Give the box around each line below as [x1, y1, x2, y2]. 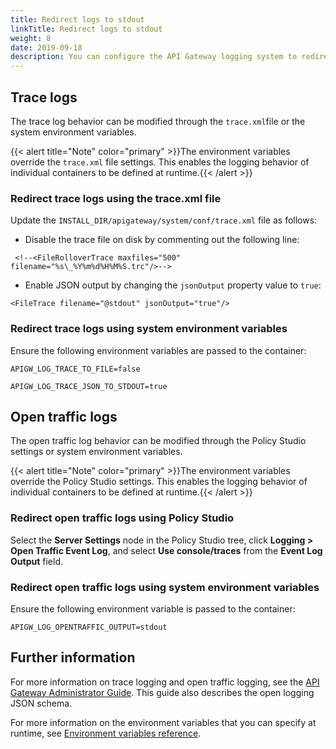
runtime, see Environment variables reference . [10, 727, 202, 739]
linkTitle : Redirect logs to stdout [10, 24, 163, 34]
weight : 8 [10, 33, 52, 43]
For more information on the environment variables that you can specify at [10, 716, 317, 728]
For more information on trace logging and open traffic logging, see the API [10, 676, 320, 688]
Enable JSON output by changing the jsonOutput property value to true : [24, 279, 322, 291]
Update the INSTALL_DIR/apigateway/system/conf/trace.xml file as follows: [10, 214, 318, 226]
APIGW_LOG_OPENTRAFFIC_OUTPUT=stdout [10, 622, 168, 632]
